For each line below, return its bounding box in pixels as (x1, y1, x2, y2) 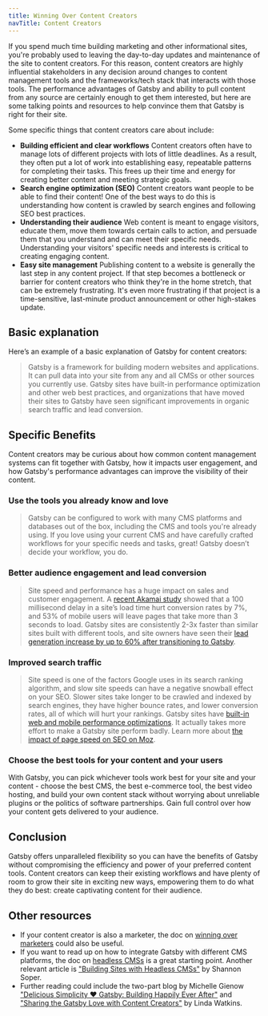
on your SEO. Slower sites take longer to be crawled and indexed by (27, 692, 252, 702)
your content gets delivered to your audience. (8, 807, 159, 816)
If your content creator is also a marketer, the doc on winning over (19, 929, 238, 939)
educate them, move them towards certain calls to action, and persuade (19, 225, 258, 235)
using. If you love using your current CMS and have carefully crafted (27, 530, 254, 540)
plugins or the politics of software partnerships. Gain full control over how (8, 799, 252, 808)
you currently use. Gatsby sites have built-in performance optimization (27, 379, 261, 389)
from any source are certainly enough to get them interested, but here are (8, 92, 252, 102)
